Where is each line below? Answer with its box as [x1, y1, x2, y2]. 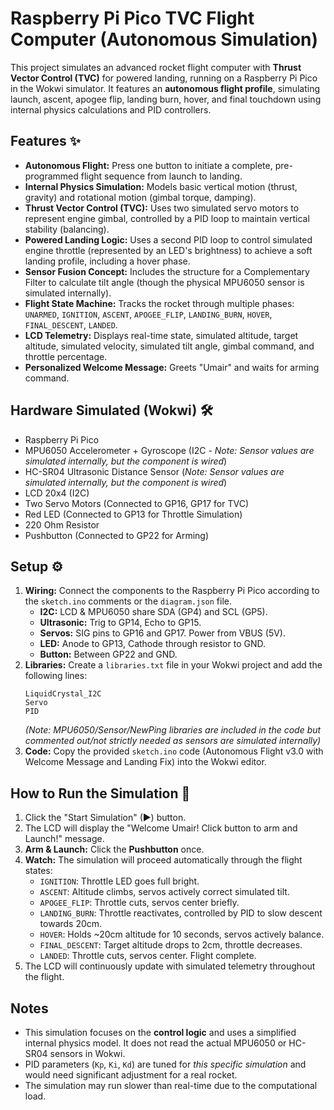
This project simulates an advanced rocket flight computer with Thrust [10, 61, 302, 73]
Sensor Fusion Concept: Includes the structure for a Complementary [24, 265, 310, 277]
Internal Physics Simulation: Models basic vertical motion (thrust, [24, 180, 298, 192]
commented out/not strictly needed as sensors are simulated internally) [24, 735, 322, 747]
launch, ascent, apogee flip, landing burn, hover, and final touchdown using [10, 93, 322, 105]
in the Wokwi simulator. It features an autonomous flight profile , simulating [10, 82, 321, 94]
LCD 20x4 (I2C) [24, 487, 90, 499]
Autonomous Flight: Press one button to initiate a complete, [24, 159, 273, 171]
